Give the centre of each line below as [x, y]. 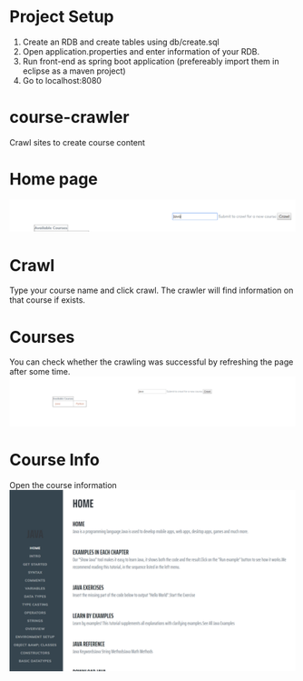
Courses [42, 337]
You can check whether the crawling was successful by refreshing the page [151, 362]
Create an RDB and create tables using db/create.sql [121, 42]
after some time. [40, 372]
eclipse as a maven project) [74, 71]
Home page [54, 180]
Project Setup [62, 17]
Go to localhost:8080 [62, 80]
